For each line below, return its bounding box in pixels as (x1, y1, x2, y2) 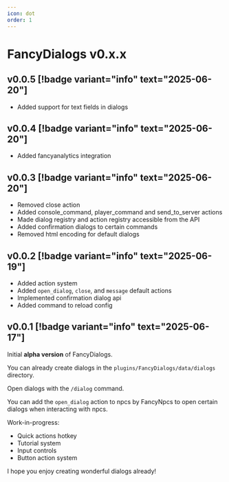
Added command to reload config (17, 301, 113, 309)
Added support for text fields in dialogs (17, 103, 129, 111)
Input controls (17, 446, 57, 454)
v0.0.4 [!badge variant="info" (7, 122, 139, 134)
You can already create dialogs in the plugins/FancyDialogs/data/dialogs (7, 363, 216, 372)
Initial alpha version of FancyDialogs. (7, 350, 113, 359)
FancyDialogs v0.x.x (7, 46, 127, 62)
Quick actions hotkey (17, 432, 77, 440)
